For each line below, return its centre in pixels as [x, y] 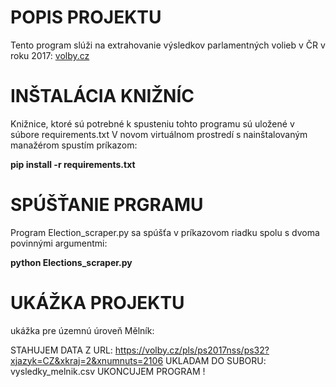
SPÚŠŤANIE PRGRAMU [107, 205]
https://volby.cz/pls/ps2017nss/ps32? [192, 350]
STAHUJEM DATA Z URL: [61, 350]
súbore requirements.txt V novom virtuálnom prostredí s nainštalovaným [159, 134]
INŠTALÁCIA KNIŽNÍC [102, 96]
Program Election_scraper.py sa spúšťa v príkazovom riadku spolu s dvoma [165, 232]
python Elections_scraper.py [71, 262]
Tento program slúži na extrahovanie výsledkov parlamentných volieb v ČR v [168, 45]
